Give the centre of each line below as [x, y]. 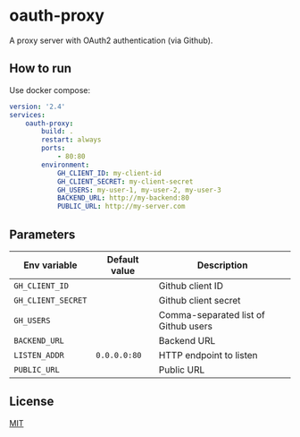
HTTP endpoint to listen [208, 355]
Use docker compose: [50, 90]
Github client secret [200, 300]
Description [222, 265]
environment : [66, 165]
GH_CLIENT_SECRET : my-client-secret [125, 181]
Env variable [50, 265]
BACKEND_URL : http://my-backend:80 [123, 198]
